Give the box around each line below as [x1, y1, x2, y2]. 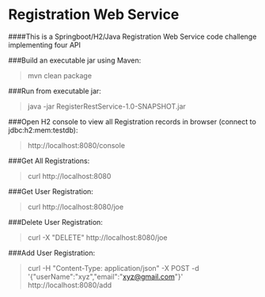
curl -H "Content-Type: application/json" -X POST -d [27, 263, 199, 272]
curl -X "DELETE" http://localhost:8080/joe [27, 232, 168, 242]
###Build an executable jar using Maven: [8, 55, 142, 65]
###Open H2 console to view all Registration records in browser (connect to [8, 116, 257, 126]
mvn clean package [27, 70, 93, 80]
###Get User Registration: [8, 186, 93, 196]
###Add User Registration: [8, 248, 96, 257]
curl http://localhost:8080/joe [27, 202, 124, 211]
